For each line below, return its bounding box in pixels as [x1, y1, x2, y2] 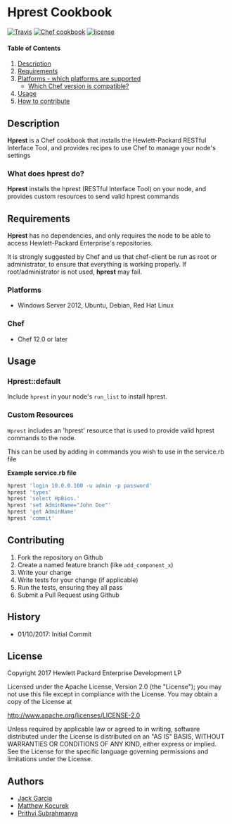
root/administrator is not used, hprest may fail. [7, 267, 143, 276]
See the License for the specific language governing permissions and [7, 747, 209, 756]
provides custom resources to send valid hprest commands [7, 192, 179, 201]
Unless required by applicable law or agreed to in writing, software [7, 725, 200, 734]
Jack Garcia [17, 794, 53, 803]
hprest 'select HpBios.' [7, 495, 80, 502]
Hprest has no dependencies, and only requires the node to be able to [7, 231, 211, 240]
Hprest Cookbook [7, 4, 112, 20]
